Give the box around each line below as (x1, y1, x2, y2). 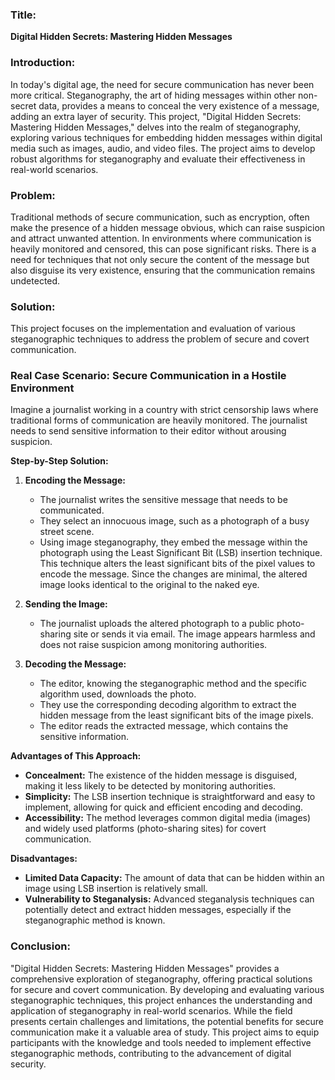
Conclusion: (10, 939, 71, 953)
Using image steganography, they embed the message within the (39, 536, 308, 548)
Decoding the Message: (24, 658, 127, 670)
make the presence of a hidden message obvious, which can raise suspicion (10, 221, 326, 233)
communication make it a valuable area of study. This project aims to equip (10, 1026, 320, 1038)
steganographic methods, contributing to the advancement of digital (10, 1047, 292, 1059)
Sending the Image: (24, 598, 108, 610)
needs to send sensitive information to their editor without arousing (10, 425, 287, 437)
